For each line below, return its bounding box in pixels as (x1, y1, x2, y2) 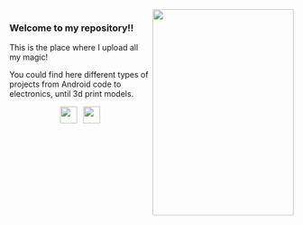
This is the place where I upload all (9, 42, 139, 53)
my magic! (9, 52, 48, 62)
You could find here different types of (9, 70, 149, 80)
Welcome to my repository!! (9, 22, 134, 34)
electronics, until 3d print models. (9, 89, 134, 99)
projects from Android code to (9, 79, 122, 89)
